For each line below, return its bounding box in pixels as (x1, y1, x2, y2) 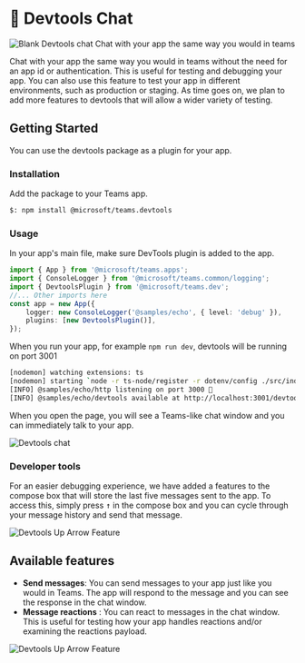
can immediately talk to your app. (9, 420, 134, 430)
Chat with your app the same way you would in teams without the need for (9, 55, 288, 66)
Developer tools (9, 460, 82, 472)
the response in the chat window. (22, 597, 147, 608)
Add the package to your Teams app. (9, 188, 148, 199)
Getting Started (9, 121, 99, 136)
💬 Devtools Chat (9, 8, 133, 29)
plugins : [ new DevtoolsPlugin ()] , (25, 316, 156, 325)
